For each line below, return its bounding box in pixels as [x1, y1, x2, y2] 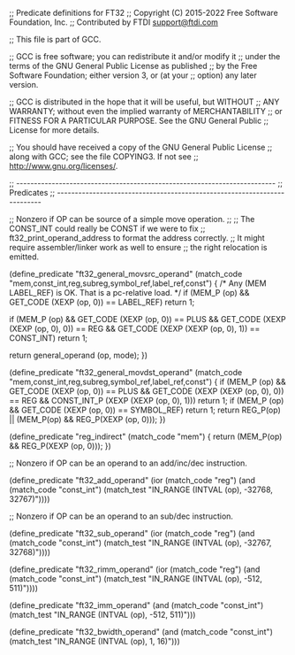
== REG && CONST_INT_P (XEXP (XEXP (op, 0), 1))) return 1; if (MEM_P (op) [9, 396, 284, 405]
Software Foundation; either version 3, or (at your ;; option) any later [9, 70, 258, 81]
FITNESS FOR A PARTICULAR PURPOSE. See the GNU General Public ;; [9, 115, 269, 126]
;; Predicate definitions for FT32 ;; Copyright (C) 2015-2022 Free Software [9, 8, 278, 18]
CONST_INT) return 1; [9, 333, 88, 343]
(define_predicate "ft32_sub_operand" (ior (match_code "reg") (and [9, 528, 255, 538]
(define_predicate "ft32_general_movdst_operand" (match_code [9, 367, 243, 377]
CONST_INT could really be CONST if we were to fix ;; [9, 223, 206, 234]
